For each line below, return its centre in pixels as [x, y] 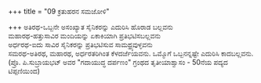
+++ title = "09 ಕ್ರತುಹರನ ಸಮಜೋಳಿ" [59, 11]
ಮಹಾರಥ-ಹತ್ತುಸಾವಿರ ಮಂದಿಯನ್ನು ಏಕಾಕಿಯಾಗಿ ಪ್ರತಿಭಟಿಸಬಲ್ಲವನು [84, 36]
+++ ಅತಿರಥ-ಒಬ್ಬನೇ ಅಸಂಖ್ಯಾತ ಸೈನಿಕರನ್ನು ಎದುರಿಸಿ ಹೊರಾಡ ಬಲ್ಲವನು [91, 27]
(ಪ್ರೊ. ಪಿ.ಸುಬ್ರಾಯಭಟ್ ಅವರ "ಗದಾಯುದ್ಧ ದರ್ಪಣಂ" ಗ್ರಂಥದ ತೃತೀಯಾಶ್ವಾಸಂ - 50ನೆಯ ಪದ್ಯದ [118, 62]
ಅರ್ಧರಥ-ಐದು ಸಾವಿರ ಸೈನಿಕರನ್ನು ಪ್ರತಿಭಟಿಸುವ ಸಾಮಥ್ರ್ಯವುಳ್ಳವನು [80, 45]
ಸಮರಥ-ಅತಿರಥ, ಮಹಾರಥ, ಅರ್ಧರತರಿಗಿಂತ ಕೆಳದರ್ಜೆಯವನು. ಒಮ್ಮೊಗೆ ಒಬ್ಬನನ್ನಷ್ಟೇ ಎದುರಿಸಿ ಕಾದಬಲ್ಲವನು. [131, 53]
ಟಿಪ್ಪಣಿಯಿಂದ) [24, 71]
